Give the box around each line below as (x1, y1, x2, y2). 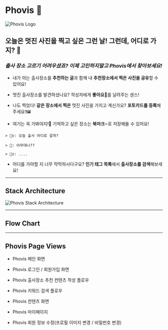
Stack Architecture (5, 187, 65, 195)
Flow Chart (5, 219, 40, 227)
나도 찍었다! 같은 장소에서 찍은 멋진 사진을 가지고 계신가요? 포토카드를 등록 (12, 102, 157, 108)
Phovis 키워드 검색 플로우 (12, 287, 62, 294)
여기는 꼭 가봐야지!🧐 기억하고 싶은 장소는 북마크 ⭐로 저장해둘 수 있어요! (12, 120, 149, 126)
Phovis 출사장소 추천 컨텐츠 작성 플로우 (12, 277, 89, 283)
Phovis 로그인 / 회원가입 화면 (12, 266, 69, 272)
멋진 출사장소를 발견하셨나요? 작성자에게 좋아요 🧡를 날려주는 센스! (12, 91, 139, 97)
